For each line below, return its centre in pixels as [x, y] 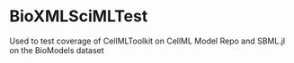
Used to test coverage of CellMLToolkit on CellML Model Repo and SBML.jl [147, 41]
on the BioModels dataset [57, 50]
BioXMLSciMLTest [79, 16]
